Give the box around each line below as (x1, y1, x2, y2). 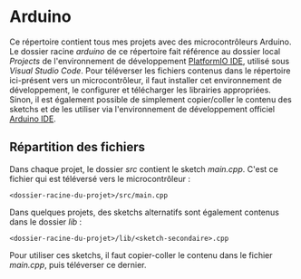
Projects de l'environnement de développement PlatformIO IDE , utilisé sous (9, 55, 290, 66)
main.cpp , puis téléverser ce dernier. (9, 259, 147, 270)
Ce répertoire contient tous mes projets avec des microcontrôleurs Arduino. (9, 36, 292, 47)
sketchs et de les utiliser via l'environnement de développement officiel (9, 103, 276, 114)
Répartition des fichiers (9, 139, 145, 155)
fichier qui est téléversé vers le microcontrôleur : (9, 173, 190, 184)
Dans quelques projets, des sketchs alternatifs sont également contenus (9, 207, 279, 217)
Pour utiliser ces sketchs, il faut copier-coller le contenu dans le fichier (9, 249, 274, 260)
